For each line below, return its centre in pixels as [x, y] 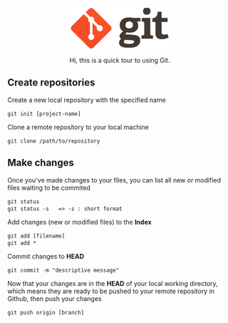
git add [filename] [36, 236]
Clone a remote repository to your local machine [78, 127]
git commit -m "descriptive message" [63, 270]
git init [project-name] [44, 114]
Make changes [41, 163]
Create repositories [51, 83]
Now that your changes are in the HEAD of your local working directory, [113, 283]
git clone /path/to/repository [54, 141]
